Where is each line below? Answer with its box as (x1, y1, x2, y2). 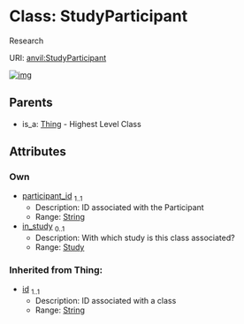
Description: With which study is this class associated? (34, 232, 236, 244)
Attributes (9, 144, 66, 160)
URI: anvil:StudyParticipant (9, 52, 107, 63)
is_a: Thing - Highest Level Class (21, 118, 141, 129)
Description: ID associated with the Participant (34, 202, 205, 213)
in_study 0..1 (21, 221, 65, 234)
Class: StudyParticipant (9, 6, 188, 26)
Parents (9, 95, 53, 110)
